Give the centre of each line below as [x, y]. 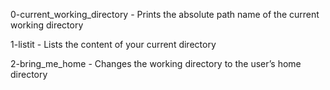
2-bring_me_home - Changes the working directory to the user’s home [156, 63]
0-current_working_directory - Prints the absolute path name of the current [165, 14]
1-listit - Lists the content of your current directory [113, 44]
